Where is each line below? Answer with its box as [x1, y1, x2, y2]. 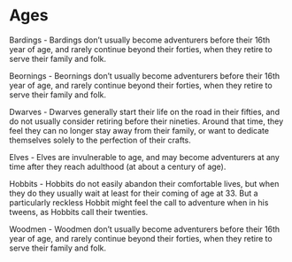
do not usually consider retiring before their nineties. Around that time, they [9, 116, 284, 127]
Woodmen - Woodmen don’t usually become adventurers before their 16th [9, 223, 280, 235]
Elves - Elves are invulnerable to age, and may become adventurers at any [9, 151, 280, 162]
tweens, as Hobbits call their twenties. [9, 206, 149, 217]
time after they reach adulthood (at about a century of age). [9, 161, 227, 172]
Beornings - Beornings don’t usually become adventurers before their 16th [9, 70, 280, 81]
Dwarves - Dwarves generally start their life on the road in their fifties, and [9, 106, 280, 117]
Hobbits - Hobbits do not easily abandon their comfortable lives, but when [9, 178, 280, 189]
